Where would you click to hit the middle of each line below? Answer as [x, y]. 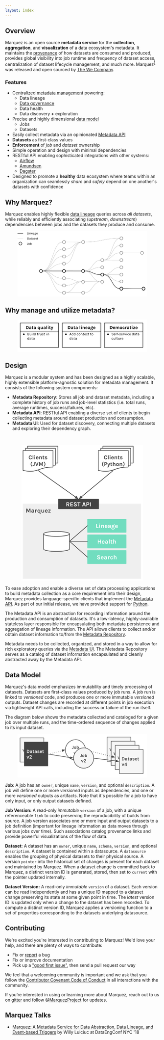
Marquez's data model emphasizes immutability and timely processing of [79, 687]
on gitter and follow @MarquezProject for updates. [56, 1000]
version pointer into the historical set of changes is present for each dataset [82, 861]
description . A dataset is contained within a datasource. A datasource [76, 851]
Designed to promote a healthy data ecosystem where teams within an [84, 176]
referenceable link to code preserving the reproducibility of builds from [78, 815]
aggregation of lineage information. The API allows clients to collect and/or [81, 629]
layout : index [20, 10]
